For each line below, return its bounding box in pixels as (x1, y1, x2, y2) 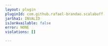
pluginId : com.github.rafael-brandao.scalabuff (5, 12, 104, 16)
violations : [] (5, 30, 36, 34)
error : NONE (5, 25, 29, 30)
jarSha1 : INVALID (5, 16, 40, 21)
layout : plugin (5, 7, 36, 12)
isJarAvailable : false (5, 20, 51, 26)
